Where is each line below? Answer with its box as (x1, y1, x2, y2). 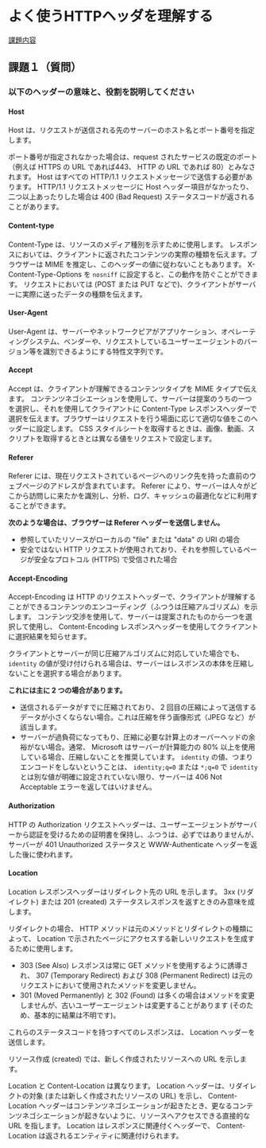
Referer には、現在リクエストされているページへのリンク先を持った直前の (8, 471, 250, 481)
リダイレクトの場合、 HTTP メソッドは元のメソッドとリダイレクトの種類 (8, 923, 247, 933)
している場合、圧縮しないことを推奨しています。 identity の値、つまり (19, 752, 253, 762)
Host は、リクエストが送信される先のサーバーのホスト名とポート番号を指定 (8, 125, 256, 135)
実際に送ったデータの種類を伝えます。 (21, 289, 147, 299)
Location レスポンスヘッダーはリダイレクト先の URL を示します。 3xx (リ (8, 887, 248, 896)
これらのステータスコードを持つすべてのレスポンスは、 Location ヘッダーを (8, 1027, 256, 1037)
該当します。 (19, 722, 62, 732)
